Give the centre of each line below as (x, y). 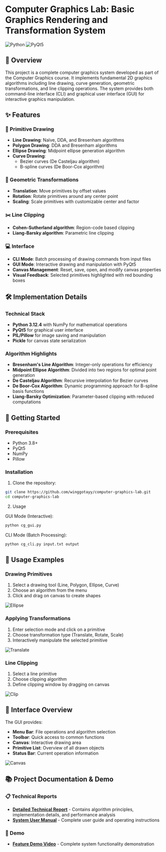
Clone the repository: (34, 483)
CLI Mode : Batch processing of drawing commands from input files (82, 259)
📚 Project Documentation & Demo (59, 779)
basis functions (28, 391)
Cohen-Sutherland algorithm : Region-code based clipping (73, 228)
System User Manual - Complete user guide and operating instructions (86, 820)
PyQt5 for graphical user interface (48, 330)
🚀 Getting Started (33, 418)
